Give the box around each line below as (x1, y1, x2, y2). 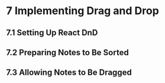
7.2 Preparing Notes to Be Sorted (6, 47, 129, 57)
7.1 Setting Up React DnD (6, 28, 98, 38)
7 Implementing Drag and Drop (6, 4, 160, 18)
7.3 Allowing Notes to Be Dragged (6, 68, 132, 78)
